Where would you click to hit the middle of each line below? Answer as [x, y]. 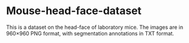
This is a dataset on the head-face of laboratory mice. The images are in [94, 27]
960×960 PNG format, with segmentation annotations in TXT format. [90, 33]
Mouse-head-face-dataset [74, 11]
